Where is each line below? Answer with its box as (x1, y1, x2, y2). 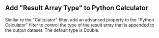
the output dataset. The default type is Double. (5, 27, 100, 33)
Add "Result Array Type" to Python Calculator (5, 4, 149, 12)
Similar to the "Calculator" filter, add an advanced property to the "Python (5, 17, 155, 22)
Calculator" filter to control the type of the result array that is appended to (5, 22, 155, 28)
